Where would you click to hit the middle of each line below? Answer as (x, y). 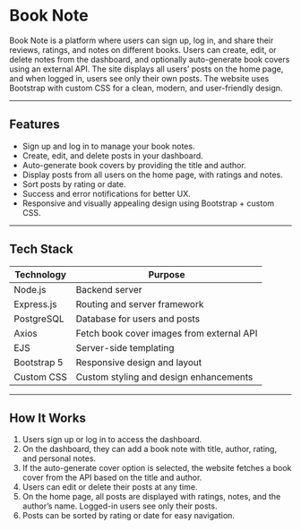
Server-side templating (125, 347)
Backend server (109, 289)
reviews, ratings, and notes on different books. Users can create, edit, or (143, 49)
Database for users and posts (138, 319)
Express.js (35, 303)
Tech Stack (41, 249)
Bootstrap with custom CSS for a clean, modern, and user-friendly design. (146, 88)
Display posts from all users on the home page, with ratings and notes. (153, 175)
